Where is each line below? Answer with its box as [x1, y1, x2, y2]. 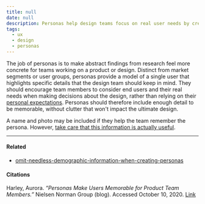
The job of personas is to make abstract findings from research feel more [6, 59, 190, 67]
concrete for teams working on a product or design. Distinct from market [6, 66, 189, 73]
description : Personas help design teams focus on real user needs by [6, 20, 190, 26]
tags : [6, 26, 20, 32]
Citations [6, 170, 31, 178]
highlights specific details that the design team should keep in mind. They [6, 79, 192, 86]
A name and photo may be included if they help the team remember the [6, 117, 186, 124]
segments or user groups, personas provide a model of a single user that [6, 73, 190, 80]
